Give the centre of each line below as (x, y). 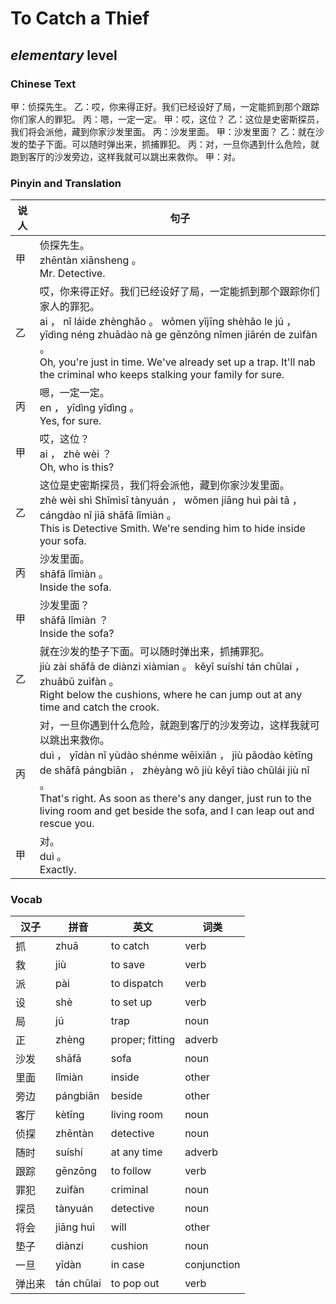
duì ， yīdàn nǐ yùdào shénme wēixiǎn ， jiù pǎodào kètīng (176, 755)
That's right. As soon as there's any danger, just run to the (175, 799)
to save (128, 965)
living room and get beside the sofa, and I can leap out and (177, 811)
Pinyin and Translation (66, 183)
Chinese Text (43, 84)
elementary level (64, 55)
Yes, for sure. (70, 421)
